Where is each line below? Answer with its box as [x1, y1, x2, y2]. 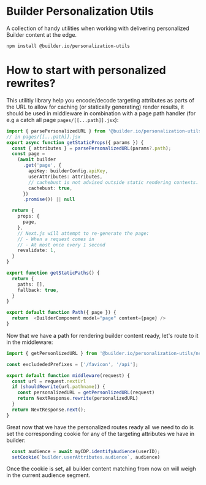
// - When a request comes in [17, 236, 95, 242]
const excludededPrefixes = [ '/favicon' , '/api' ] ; [6, 361, 139, 367]
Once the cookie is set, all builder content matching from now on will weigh [6, 465, 196, 473]
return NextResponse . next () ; [12, 407, 86, 413]
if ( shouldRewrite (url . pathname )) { [12, 384, 105, 390]
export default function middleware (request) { [6, 372, 131, 378]
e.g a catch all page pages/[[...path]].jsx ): [6, 116, 119, 123]
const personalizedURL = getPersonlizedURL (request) [17, 389, 155, 396]
